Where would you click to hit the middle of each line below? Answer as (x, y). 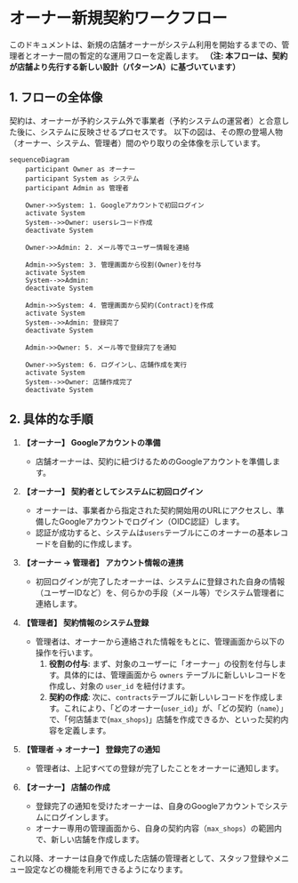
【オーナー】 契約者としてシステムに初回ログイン (113, 491)
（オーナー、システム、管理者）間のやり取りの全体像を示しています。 (137, 142)
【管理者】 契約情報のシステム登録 (85, 622)
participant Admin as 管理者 (77, 188)
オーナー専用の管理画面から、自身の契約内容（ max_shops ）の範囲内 (159, 828)
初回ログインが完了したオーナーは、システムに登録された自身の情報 (160, 581)
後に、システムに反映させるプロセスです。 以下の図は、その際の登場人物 (149, 132)
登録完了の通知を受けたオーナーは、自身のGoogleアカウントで (150, 806)
